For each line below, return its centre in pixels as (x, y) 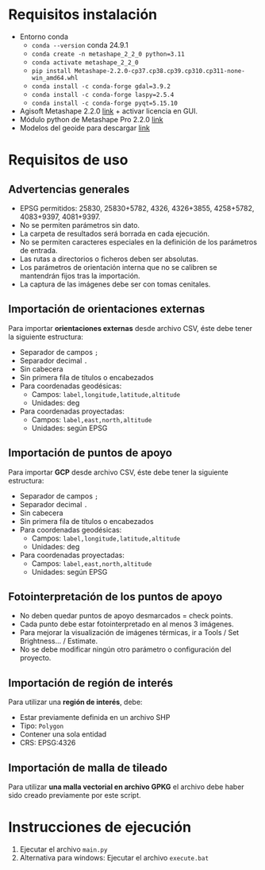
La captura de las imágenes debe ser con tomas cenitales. (115, 284)
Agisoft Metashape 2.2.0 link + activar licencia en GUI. (109, 111)
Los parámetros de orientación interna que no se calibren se (118, 267)
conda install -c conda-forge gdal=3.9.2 (101, 86)
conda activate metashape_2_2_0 (85, 62)
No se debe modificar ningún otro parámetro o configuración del (125, 649)
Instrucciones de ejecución (100, 828)
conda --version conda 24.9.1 (80, 44)
